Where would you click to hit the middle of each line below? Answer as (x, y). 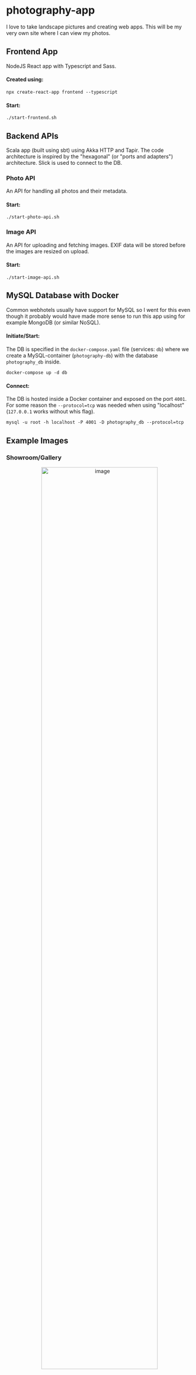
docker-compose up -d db (37, 372)
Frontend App (32, 52)
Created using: (25, 79)
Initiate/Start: (23, 336)
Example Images (37, 440)
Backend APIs (32, 136)
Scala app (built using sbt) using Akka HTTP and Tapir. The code (85, 150)
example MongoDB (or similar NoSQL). (53, 322)
